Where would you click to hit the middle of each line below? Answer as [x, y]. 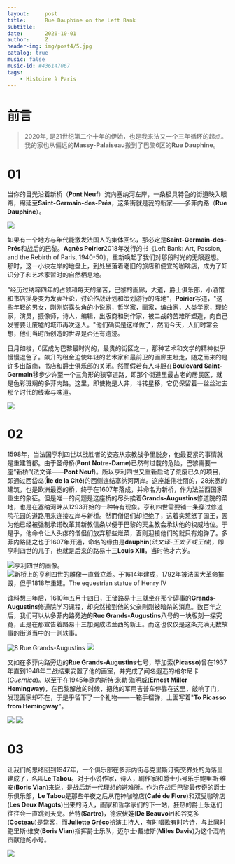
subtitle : [22, 27]
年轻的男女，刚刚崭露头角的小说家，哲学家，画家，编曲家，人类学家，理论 [120, 307]
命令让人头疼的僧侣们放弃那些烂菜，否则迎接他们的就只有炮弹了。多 [129, 533]
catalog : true [28, 53]
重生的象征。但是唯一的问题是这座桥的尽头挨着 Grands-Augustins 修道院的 [114, 498]
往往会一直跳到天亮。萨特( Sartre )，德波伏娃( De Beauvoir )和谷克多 [104, 814]
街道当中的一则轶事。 [50, 633]
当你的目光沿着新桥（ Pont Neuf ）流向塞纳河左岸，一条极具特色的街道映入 [114, 194]
